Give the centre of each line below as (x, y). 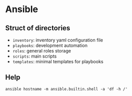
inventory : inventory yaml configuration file (58, 40)
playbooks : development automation (50, 45)
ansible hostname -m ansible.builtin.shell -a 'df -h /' (67, 89)
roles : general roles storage (42, 51)
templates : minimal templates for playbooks (58, 61)
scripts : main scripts (35, 56)
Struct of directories (38, 28)
